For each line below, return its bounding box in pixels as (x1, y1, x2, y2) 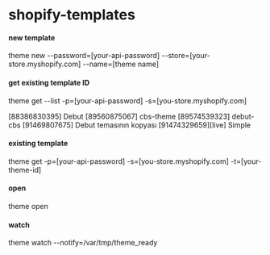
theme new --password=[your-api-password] (8, 51, 160, 61)
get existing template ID (8, 77, 90, 87)
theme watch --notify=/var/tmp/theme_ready (8, 238, 158, 248)
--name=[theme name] (82, 59, 160, 69)
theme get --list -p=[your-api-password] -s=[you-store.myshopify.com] (8, 95, 247, 106)
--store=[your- (161, 51, 211, 61)
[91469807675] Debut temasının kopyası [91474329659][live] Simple (22, 119, 251, 130)
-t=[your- (231, 156, 262, 166)
